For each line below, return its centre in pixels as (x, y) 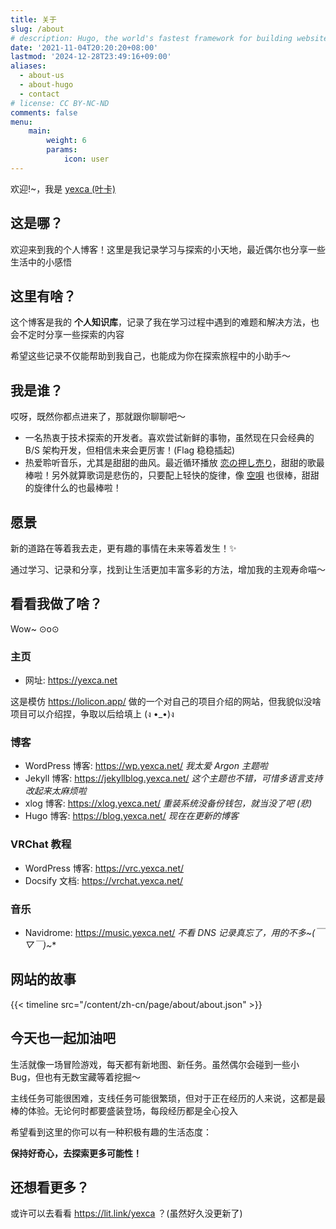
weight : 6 (66, 141)
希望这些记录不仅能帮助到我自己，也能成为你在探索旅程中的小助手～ (150, 356)
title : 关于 (33, 19)
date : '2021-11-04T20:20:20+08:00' (84, 47)
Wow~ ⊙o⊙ (35, 628)
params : (62, 150)
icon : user (86, 159)
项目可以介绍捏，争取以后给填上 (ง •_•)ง (92, 714)
